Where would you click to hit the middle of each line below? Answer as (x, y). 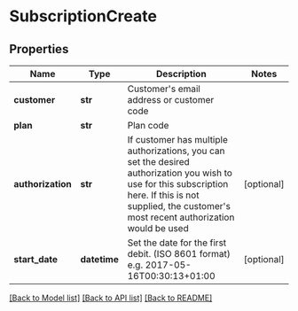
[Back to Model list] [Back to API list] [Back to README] (111, 298)
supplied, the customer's (179, 206)
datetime (100, 259)
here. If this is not (163, 195)
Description (181, 74)
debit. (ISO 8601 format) (179, 254)
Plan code (148, 125)
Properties (39, 49)
